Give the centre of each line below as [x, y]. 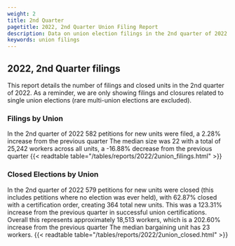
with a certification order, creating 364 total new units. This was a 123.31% [115, 205]
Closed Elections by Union [53, 174]
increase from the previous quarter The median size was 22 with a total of [114, 141]
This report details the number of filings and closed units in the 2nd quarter [116, 85]
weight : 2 [22, 14]
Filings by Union [35, 118]
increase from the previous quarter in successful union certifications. [107, 212]
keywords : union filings [43, 40]
